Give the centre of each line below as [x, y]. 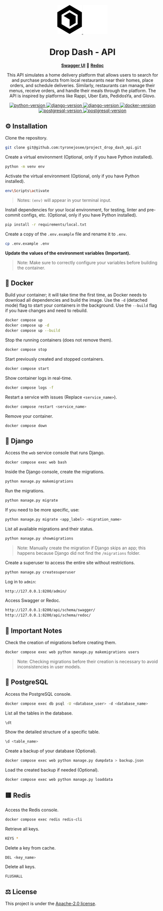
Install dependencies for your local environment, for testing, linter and [76, 210]
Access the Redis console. [32, 810]
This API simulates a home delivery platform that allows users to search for [82, 75]
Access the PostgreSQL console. [38, 694]
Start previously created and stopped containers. [55, 359]
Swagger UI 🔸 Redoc [82, 65]
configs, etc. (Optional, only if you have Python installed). [79, 215]
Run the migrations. [25, 491]
